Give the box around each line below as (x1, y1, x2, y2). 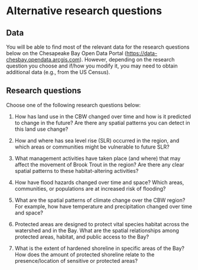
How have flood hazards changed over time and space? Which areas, (14, 179, 184, 186)
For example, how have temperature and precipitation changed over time (14, 202, 192, 210)
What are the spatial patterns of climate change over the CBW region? (14, 197, 186, 204)
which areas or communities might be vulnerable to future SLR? (14, 143, 170, 150)
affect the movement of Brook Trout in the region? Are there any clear (14, 161, 184, 168)
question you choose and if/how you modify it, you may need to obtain (6, 62, 178, 69)
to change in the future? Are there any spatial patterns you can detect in (14, 119, 190, 126)
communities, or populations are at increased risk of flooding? (14, 185, 166, 192)
